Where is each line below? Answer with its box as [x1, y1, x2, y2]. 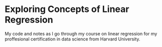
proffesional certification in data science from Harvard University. [5, 36, 140, 42]
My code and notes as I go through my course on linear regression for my [5, 30, 157, 36]
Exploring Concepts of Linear [5, 3, 129, 15]
